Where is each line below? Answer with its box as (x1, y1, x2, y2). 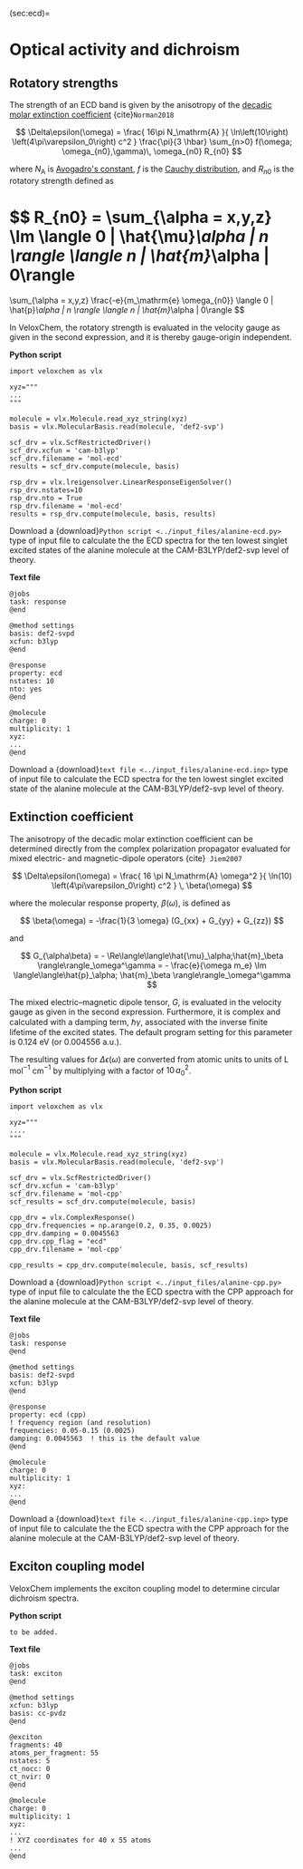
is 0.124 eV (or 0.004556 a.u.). (9, 1036, 122, 1047)
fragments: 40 (9, 1740, 63, 1749)
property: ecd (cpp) (9, 1410, 88, 1419)
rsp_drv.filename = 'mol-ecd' (9, 501, 124, 510)
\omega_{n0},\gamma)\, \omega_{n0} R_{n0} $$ (62, 146, 242, 157)
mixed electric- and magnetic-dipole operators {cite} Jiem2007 (9, 852, 242, 864)
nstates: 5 (9, 1756, 51, 1766)
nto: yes (9, 684, 43, 693)
